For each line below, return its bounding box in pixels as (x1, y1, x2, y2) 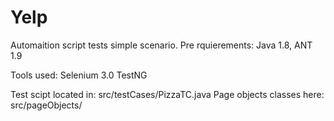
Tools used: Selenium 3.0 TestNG (10, 69, 148, 81)
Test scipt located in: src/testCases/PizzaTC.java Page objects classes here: (10, 88, 325, 100)
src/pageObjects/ (10, 99, 83, 111)
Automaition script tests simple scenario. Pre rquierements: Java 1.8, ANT (10, 39, 313, 51)
